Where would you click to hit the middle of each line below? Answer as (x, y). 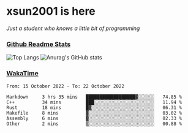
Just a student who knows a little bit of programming (73, 28)
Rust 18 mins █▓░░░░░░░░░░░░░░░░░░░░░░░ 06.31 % (94, 108)
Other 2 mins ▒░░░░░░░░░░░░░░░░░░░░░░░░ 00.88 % (94, 124)
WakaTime (22, 74)
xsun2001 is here (51, 11)
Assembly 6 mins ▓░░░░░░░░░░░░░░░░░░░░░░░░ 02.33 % (94, 118)
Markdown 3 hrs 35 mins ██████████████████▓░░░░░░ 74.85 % (94, 97)
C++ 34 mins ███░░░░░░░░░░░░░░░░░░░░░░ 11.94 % (94, 102)
